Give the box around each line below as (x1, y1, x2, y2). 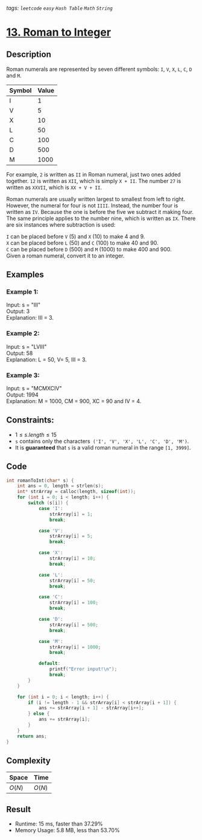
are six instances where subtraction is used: (6, 221, 116, 228)
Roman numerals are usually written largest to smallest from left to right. (6, 195, 186, 202)
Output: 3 (6, 308, 30, 315)
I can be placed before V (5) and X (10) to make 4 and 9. (6, 233, 145, 240)
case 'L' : (38, 572, 63, 578)
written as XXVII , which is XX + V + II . (6, 184, 103, 191)
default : (38, 661, 61, 667)
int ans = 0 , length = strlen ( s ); (17, 483, 104, 489)
